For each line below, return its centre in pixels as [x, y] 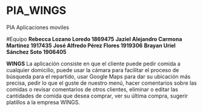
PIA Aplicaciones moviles [38, 27]
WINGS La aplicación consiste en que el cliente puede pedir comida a [93, 64]
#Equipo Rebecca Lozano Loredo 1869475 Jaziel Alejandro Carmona [94, 39]
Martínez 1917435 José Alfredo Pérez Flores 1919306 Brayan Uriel [91, 45]
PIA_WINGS [36, 11]
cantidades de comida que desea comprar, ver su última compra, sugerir [97, 96]
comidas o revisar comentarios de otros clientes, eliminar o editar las [92, 89]
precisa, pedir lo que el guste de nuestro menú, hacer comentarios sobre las [101, 83]
